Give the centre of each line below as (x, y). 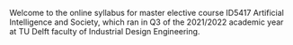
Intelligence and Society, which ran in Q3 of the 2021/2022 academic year (146, 22)
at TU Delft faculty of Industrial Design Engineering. (105, 31)
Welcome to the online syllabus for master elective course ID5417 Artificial (147, 13)
